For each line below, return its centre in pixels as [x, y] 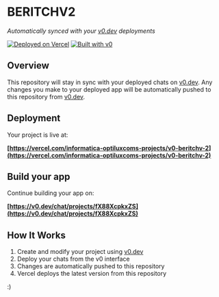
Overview [28, 66]
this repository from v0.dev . [46, 96]
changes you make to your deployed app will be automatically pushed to [109, 89]
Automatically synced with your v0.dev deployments [81, 31]
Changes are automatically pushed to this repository [91, 266]
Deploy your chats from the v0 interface [73, 259]
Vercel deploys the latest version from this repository [92, 274]
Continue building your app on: [51, 193]
